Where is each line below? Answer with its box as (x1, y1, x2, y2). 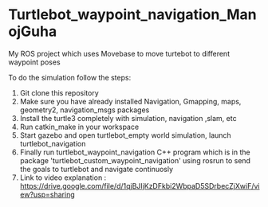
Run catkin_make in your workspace (19, 122, 140, 131)
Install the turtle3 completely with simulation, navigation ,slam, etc (19, 113, 237, 123)
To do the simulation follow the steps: (8, 72, 132, 82)
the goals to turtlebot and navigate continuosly (19, 164, 174, 174)
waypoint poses (8, 57, 61, 67)
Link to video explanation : (19, 173, 107, 182)
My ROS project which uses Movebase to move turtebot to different (8, 49, 230, 58)
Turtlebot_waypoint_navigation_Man (8, 6, 257, 24)
